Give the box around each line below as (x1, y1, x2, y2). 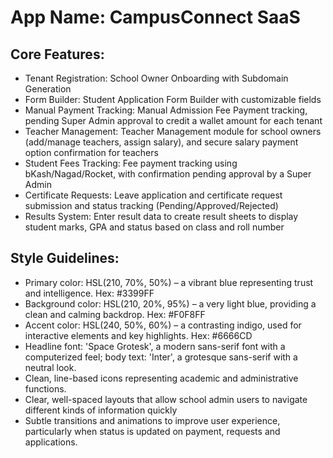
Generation (24, 83, 72, 95)
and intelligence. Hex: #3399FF (24, 287, 155, 299)
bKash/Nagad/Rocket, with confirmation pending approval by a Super (24, 168, 312, 180)
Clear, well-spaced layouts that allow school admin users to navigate (24, 393, 308, 405)
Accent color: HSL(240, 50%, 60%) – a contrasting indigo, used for (24, 319, 302, 331)
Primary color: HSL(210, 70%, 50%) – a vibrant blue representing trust (24, 276, 314, 288)
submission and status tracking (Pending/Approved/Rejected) (24, 200, 279, 211)
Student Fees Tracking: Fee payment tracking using (24, 157, 238, 169)
